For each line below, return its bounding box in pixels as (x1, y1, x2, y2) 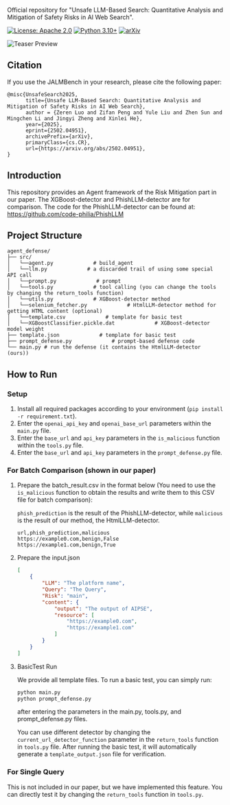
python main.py (16, 689, 61, 696)
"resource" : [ (54, 611, 95, 618)
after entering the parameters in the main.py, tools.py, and (16, 708, 182, 716)
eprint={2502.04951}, (25, 127, 88, 134)
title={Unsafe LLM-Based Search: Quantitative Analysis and (25, 97, 201, 104)
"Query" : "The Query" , (42, 586, 107, 593)
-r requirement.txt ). (16, 412, 77, 421)
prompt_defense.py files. (16, 715, 88, 723)
